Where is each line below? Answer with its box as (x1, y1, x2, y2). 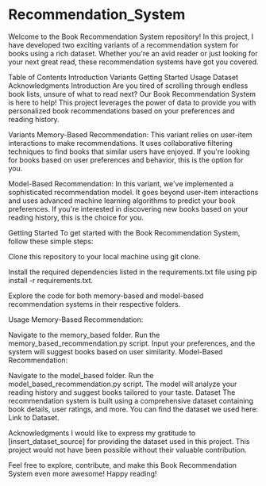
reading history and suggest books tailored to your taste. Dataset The (8, 387, 236, 397)
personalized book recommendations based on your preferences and (8, 105, 235, 116)
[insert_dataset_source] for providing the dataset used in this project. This (8, 436, 250, 446)
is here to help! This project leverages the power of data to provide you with (8, 98, 256, 107)
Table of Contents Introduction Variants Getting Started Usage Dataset (8, 72, 238, 82)
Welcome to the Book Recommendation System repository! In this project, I (8, 32, 254, 41)
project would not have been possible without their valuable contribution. (8, 445, 248, 454)
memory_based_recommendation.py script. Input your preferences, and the (8, 339, 256, 348)
